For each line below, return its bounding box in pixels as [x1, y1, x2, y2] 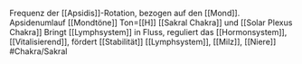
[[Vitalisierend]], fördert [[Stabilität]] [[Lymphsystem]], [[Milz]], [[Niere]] [9, 36, 277, 47]
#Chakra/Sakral [9, 46, 68, 57]
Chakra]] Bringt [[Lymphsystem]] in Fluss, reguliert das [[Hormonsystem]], [9, 27, 288, 37]
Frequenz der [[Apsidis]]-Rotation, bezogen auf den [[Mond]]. [9, 8, 241, 18]
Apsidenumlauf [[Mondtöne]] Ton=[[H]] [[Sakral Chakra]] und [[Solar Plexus [9, 17, 293, 28]
